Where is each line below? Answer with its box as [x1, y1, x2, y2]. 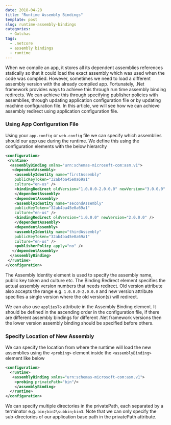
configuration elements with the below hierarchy [5, 143, 107, 149]
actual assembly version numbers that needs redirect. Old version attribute [5, 283, 163, 289]
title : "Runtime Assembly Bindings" [5, 12, 83, 17]
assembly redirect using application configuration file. [5, 108, 118, 114]
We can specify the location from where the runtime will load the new [5, 344, 152, 351]
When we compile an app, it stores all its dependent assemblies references [5, 65, 163, 71]
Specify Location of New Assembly [5, 332, 94, 339]
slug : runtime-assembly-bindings [5, 22, 77, 27]
